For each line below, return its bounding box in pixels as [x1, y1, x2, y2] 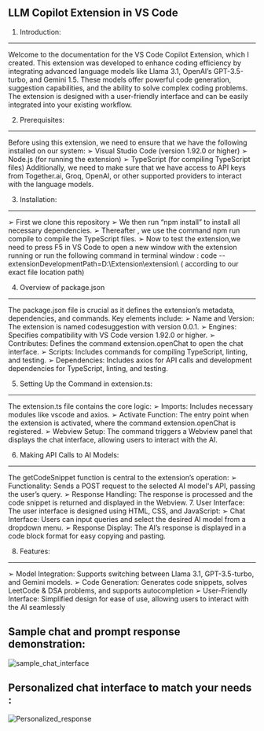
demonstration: [8, 637, 86, 651]
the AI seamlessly [8, 602, 65, 612]
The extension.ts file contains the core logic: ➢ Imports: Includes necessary [8, 401, 254, 411]
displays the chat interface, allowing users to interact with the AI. [8, 435, 218, 444]
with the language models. [8, 179, 94, 189]
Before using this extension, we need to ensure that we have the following [8, 138, 247, 147]
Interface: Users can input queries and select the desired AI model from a [8, 514, 246, 523]
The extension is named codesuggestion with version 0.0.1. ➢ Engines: [8, 321, 237, 331]
